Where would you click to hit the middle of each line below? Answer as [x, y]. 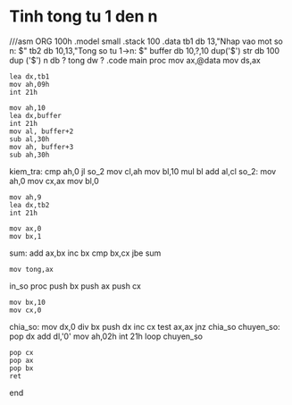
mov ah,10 [28, 108]
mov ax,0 [25, 228]
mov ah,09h [29, 84]
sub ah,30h [29, 155]
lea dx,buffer [36, 115]
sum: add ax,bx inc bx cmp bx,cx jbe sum [85, 253]
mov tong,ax [31, 269]
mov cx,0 [25, 310]
